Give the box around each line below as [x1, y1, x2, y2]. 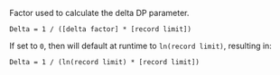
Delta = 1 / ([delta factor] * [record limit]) [9, 25, 192, 34]
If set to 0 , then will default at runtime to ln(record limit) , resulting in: [9, 40, 273, 51]
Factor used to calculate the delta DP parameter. [9, 8, 190, 18]
